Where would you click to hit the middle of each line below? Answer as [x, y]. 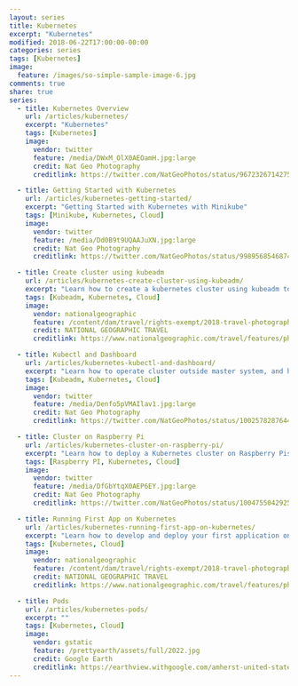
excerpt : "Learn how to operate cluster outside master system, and [154, 371]
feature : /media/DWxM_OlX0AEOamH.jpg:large [114, 158]
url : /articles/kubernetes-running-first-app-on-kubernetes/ [140, 527]
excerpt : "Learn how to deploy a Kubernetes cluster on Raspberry [150, 453]
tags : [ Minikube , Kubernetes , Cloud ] [95, 215]
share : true [31, 92]
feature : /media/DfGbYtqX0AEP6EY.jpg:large [114, 487]
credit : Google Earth [73, 658]
